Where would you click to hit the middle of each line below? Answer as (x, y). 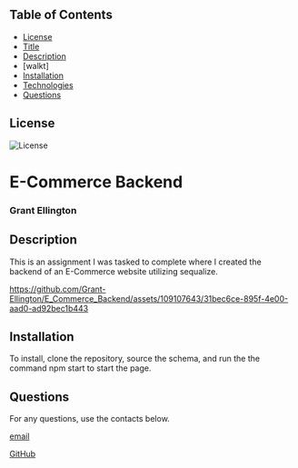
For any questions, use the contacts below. (89, 419)
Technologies (48, 85)
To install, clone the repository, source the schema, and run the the (135, 359)
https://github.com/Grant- (58, 289)
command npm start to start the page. (80, 368)
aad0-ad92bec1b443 (49, 308)
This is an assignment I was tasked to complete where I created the (135, 262)
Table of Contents (61, 15)
